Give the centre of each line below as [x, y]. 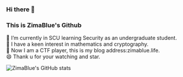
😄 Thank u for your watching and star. [53, 57]
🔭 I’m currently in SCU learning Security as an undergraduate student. [91, 38]
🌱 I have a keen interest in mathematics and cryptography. [77, 44]
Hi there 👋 [21, 9]
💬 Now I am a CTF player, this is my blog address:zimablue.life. [83, 51]
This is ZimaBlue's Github [44, 25]
